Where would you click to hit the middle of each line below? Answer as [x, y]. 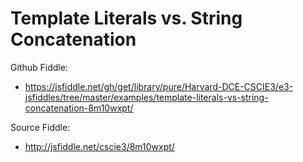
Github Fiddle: [39, 67]
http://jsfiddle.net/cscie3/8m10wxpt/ [99, 146]
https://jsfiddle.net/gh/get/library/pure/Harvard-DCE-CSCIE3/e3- [159, 86]
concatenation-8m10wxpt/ [79, 108]
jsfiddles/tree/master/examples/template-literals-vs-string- [146, 97]
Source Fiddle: [40, 127]
